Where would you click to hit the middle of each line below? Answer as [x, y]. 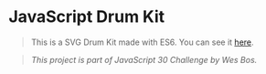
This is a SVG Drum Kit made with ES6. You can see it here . [142, 42]
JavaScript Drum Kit [87, 17]
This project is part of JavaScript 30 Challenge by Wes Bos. [144, 59]
